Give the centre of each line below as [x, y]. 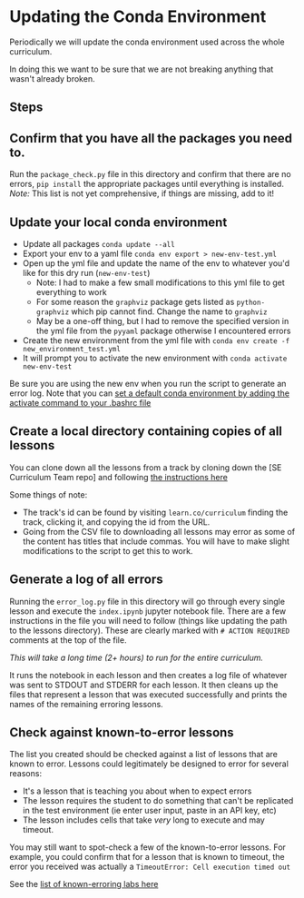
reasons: [26, 774]
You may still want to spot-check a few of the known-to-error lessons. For [147, 847]
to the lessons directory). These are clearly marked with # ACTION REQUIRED [150, 630]
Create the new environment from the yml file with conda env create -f [156, 340]
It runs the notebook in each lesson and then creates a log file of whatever [148, 675]
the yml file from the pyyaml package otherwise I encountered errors [163, 331]
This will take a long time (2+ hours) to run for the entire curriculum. [137, 657]
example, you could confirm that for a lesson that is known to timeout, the [147, 857]
